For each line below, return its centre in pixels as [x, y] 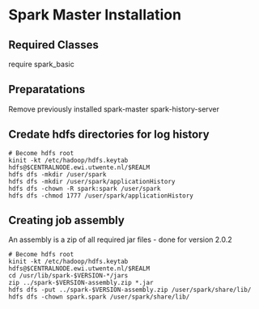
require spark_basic [41, 64]
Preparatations [47, 89]
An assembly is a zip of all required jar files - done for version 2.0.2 [120, 239]
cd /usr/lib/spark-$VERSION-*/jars [68, 276]
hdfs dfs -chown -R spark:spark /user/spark [85, 188]
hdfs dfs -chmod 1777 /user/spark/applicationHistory [101, 196]
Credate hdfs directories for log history [109, 135]
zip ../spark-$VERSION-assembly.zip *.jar [81, 283]
